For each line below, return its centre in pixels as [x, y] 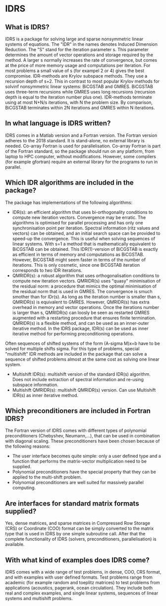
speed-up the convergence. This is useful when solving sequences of [83, 238]
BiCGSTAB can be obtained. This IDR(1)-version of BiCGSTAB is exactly [85, 249]
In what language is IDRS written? [58, 123]
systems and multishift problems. [39, 599]
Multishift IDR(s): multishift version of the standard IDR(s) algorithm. [82, 374]
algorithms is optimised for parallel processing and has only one [78, 222]
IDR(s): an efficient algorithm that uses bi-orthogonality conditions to [83, 212]
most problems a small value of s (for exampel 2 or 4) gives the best [75, 71]
